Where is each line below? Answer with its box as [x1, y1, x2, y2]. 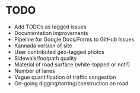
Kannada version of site [14, 42, 72, 49]
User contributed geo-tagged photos [14, 48, 105, 55]
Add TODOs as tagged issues [14, 23, 87, 30]
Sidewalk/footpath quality [14, 54, 77, 62]
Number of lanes [14, 67, 56, 74]
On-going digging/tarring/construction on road [14, 79, 129, 86]
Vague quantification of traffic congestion [14, 73, 116, 81]
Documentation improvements [14, 29, 88, 36]
